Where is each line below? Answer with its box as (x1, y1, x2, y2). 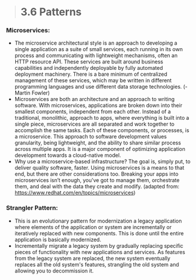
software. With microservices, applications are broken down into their (14, 102, 183, 109)
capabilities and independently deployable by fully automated (14, 65, 163, 72)
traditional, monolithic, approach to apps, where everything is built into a (14, 114, 190, 122)
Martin (14, 89, 31, 96)
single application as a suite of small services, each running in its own (14, 46, 183, 53)
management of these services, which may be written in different (14, 77, 172, 84)
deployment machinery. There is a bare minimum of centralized (14, 70, 168, 78)
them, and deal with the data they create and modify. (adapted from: (14, 183, 180, 190)
